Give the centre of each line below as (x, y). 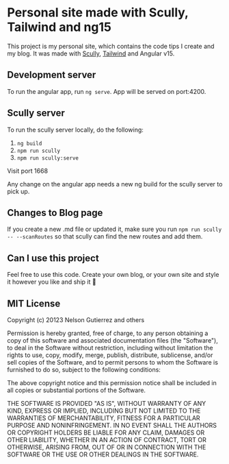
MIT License (34, 303)
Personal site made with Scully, (98, 13)
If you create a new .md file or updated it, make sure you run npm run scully (114, 229)
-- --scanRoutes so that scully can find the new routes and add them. (105, 236)
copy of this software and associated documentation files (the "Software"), (113, 340)
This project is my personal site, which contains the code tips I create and (111, 46)
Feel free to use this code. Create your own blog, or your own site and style (113, 275)
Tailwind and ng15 (59, 27)
